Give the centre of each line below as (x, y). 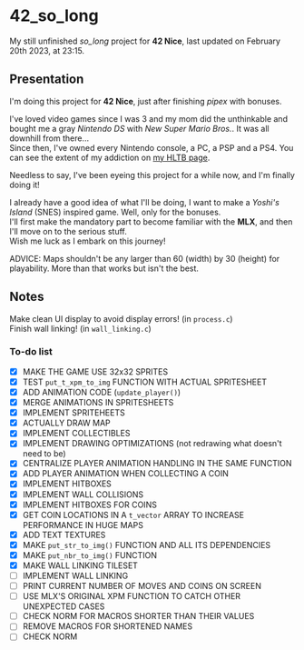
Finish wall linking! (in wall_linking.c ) (80, 328)
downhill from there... (49, 138)
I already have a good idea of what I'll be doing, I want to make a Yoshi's (144, 202)
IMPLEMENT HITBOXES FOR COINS (89, 505)
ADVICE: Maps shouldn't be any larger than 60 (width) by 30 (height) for (145, 258)
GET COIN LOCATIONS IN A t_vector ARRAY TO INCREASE (133, 515)
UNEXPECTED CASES (64, 606)
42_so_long (54, 16)
